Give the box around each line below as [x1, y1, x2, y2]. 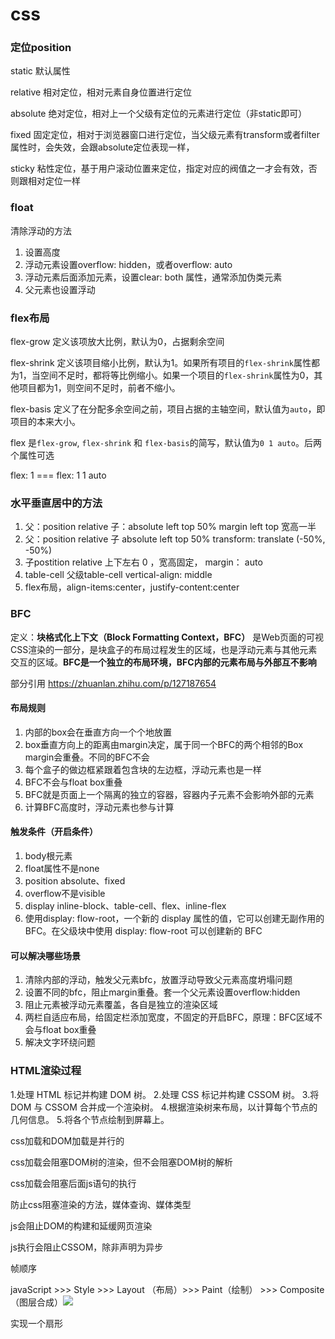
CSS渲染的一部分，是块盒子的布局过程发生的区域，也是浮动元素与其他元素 [10, 643, 318, 655]
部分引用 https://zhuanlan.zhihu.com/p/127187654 [10, 677, 217, 689]
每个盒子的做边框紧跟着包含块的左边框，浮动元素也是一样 [24, 763, 262, 775]
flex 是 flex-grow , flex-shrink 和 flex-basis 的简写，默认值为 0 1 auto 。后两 [10, 437, 322, 449]
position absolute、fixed [24, 875, 126, 887]
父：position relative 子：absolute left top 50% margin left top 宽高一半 [24, 521, 317, 533]
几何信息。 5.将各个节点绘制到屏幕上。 [10, 1113, 170, 1125]
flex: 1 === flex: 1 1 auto [10, 469, 107, 482]
